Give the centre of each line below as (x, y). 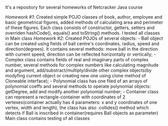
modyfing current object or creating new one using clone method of (76, 76)
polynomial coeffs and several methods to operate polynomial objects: (78, 86)
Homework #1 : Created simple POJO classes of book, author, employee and (84, 17)
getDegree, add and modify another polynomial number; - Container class (82, 92)
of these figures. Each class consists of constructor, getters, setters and (80, 28)
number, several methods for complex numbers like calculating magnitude (82, 65)
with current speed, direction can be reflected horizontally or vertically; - (80, 54)
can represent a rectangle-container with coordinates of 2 (65, 97)
